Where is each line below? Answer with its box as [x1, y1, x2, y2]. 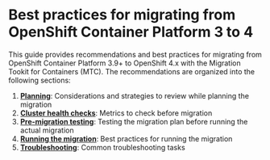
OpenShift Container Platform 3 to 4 [8, 23, 254, 41]
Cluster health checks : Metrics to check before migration [19, 107, 213, 118]
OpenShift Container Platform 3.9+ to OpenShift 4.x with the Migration [8, 58, 241, 68]
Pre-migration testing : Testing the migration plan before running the [19, 116, 248, 126]
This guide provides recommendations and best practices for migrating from [8, 49, 262, 59]
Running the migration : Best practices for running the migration [19, 133, 233, 143]
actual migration [19, 125, 74, 135]
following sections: [8, 75, 71, 85]
